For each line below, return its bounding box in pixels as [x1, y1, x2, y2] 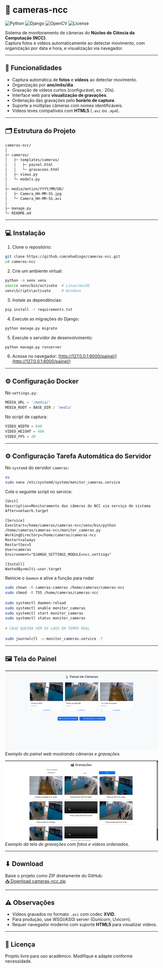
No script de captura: [5, 414, 48, 419]
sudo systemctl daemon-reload [5, 600, 66, 605]
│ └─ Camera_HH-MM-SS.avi [5, 196, 62, 201]
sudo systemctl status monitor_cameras [5, 616, 86, 621]
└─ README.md [5, 210, 32, 215]
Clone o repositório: [12, 244, 52, 250]
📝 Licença [5, 940, 35, 949]
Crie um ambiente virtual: [12, 268, 63, 274]
